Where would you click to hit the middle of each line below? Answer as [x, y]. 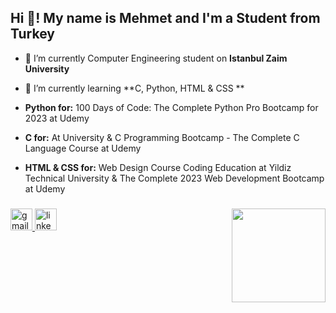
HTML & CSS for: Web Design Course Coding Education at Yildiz [158, 167]
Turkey [32, 34]
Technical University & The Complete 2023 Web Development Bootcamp [174, 178]
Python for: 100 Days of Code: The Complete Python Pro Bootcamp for [171, 107]
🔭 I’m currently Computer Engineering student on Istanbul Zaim [156, 58]
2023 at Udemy [57, 118]
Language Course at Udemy [83, 148]
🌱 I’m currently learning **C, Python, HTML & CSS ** [134, 88]
